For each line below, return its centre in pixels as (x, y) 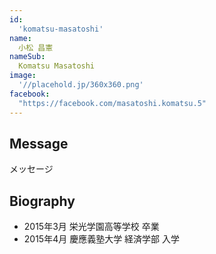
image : (23, 76)
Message (39, 143)
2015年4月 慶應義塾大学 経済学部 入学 (102, 239)
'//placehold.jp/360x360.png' (81, 85)
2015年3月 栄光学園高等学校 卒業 (91, 227)
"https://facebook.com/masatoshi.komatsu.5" (112, 103)
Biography (42, 201)
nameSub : (27, 57)
